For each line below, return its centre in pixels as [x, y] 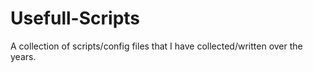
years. [23, 56]
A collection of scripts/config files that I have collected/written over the [156, 46]
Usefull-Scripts [75, 18]
